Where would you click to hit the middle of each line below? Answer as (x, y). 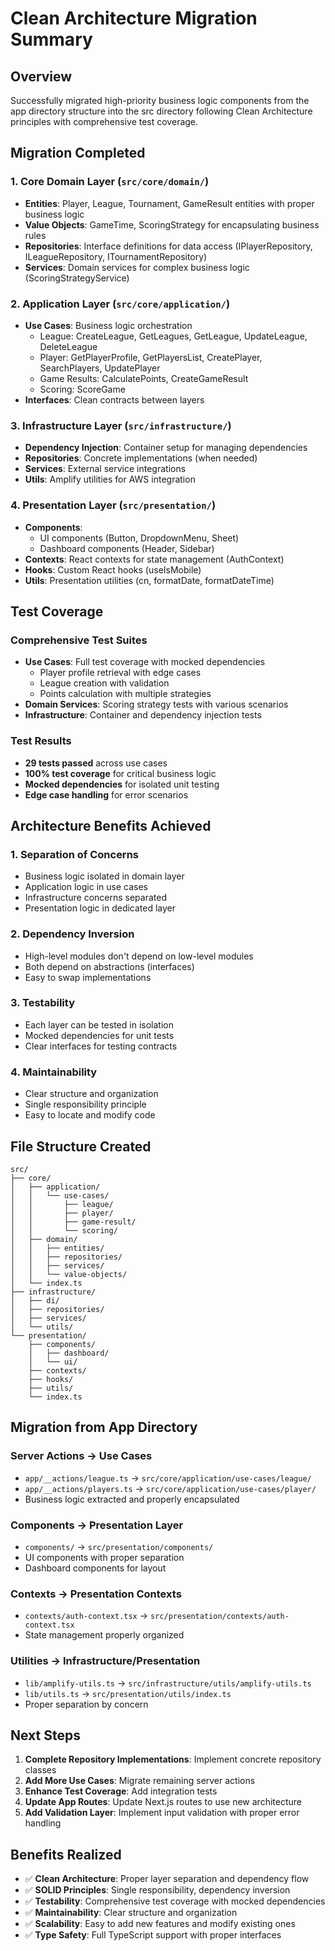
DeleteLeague (68, 346)
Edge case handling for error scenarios (106, 794)
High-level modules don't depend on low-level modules (139, 956)
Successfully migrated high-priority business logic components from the (160, 100)
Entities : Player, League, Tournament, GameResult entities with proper (169, 203)
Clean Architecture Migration (134, 18)
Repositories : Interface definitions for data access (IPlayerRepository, (168, 246)
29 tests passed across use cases (96, 763)
